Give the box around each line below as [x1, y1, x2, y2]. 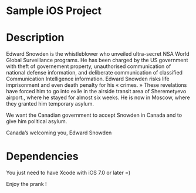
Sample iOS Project [6, 4, 102, 18]
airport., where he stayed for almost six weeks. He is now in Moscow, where [6, 94, 190, 101]
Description [6, 31, 65, 45]
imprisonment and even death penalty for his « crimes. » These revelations [6, 82, 187, 89]
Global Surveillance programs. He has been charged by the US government [6, 57, 188, 64]
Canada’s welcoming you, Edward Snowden [6, 129, 112, 136]
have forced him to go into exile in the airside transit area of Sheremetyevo [6, 88, 187, 95]
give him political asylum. [6, 118, 67, 125]
